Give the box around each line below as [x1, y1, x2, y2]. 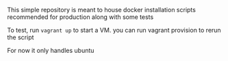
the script [7, 33, 34, 41]
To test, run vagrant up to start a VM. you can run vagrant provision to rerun [7, 26, 221, 34]
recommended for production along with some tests [7, 13, 154, 21]
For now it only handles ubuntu [7, 47, 94, 54]
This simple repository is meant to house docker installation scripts [7, 6, 197, 14]
